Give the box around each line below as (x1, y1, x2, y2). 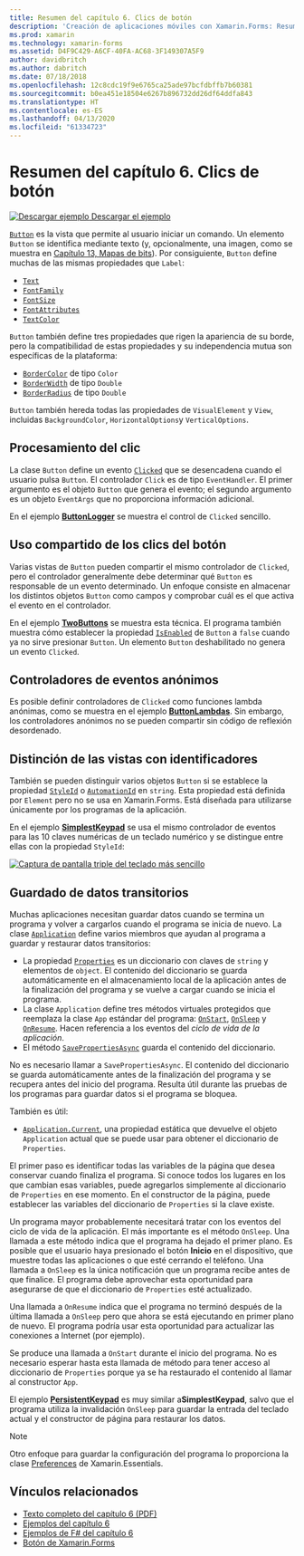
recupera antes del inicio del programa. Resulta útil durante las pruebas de (9, 1079, 288, 1090)
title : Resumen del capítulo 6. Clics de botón (9, 13, 193, 23)
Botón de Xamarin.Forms (22, 1537, 116, 1548)
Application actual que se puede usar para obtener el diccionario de (22, 1133, 279, 1144)
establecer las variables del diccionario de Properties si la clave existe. (9, 1199, 275, 1209)
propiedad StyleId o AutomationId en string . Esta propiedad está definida (9, 785, 286, 796)
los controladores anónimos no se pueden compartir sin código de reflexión (9, 716, 292, 726)
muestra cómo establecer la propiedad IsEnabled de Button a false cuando (9, 627, 290, 638)
